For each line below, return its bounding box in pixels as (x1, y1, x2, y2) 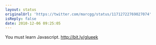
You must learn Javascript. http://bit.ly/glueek (5, 34, 98, 40)
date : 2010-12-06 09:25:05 (5, 21, 61, 26)
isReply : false (5, 16, 37, 21)
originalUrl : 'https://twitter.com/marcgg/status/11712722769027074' (5, 12, 152, 17)
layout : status (5, 7, 37, 12)
